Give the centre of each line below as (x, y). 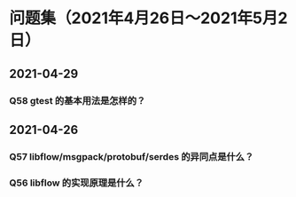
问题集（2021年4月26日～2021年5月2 (148, 18)
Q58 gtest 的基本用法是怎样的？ (78, 100)
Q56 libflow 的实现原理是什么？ (77, 183)
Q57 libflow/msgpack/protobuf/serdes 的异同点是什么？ (132, 156)
